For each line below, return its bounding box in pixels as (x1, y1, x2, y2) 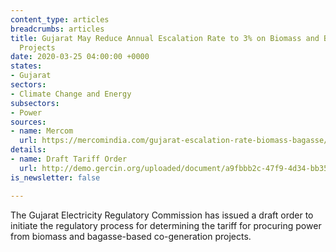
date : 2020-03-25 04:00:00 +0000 (10, 52, 150, 62)
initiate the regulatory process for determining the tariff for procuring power (10, 219, 322, 231)
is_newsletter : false (10, 172, 101, 183)
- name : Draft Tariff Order (10, 154, 128, 164)
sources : (10, 117, 47, 127)
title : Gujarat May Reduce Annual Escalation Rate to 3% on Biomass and (10, 33, 320, 43)
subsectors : (10, 98, 60, 108)
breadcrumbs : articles (10, 24, 105, 34)
